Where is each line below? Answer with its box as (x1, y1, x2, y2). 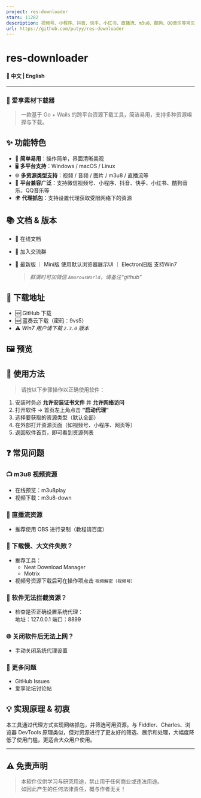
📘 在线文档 (14, 235, 41, 242)
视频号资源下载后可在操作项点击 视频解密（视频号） (14, 577, 136, 584)
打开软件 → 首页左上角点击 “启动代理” (14, 406, 109, 413)
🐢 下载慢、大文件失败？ (6, 542, 74, 550)
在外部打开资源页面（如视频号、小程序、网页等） (14, 421, 136, 428)
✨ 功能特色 (6, 138, 47, 148)
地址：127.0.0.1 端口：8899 (14, 616, 81, 623)
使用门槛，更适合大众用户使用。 (16, 736, 96, 743)
